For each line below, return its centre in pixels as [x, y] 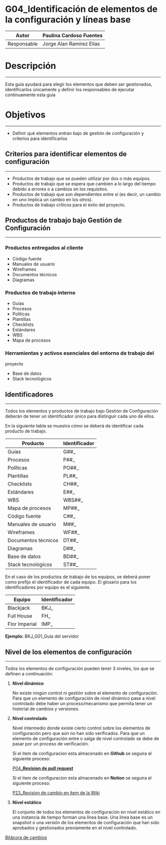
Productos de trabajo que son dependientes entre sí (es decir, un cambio [86, 194]
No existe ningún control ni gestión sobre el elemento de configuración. [85, 693]
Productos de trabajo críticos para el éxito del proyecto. [69, 205]
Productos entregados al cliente [44, 248]
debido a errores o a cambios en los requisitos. [60, 189]
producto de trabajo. [26, 431]
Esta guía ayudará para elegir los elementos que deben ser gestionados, [79, 84]
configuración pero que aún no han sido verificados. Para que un [78, 733]
